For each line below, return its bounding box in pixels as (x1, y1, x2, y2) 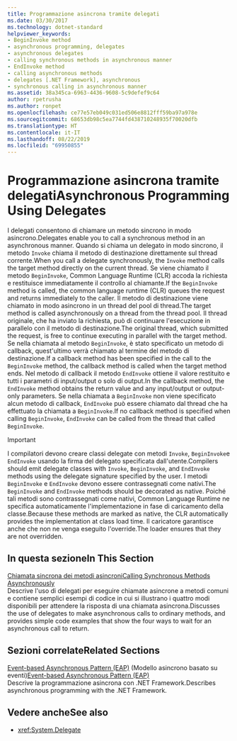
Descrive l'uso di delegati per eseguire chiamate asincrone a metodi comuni (7, 586, 229, 595)
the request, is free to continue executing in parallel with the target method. (7, 332, 228, 340)
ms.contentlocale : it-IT (7, 129, 81, 136)
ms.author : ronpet (7, 103, 62, 110)
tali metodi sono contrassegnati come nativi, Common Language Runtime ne (7, 494, 230, 503)
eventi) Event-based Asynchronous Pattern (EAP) (7, 671, 150, 679)
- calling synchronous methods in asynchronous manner (7, 57, 173, 64)
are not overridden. (7, 532, 64, 541)
